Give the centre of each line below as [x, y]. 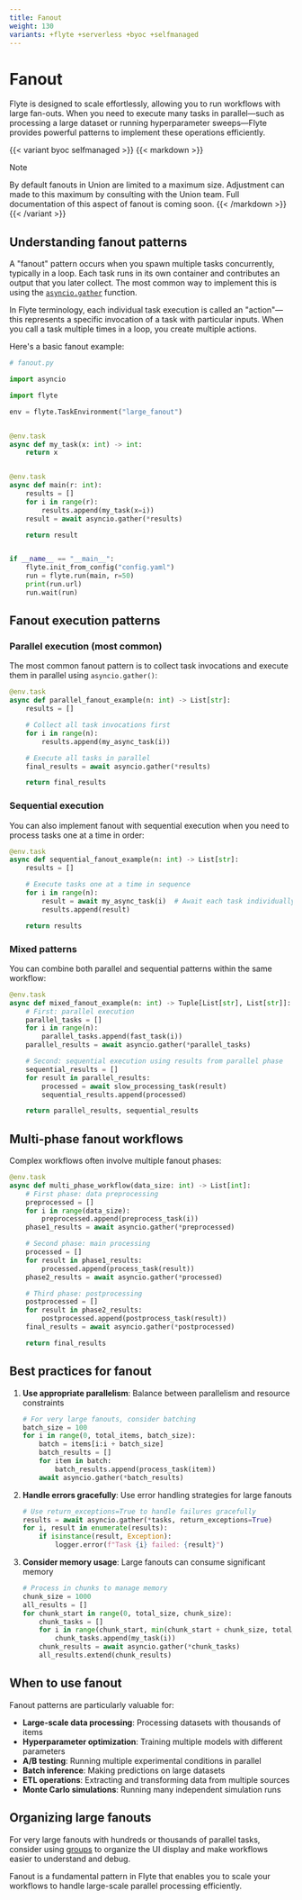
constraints [43, 1403]
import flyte [34, 395]
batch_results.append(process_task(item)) [136, 1469]
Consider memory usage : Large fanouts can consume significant [144, 1562]
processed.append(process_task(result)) [118, 1268]
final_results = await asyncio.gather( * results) [118, 767]
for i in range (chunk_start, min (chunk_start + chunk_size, [154, 1630]
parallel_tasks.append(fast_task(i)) [112, 1037]
